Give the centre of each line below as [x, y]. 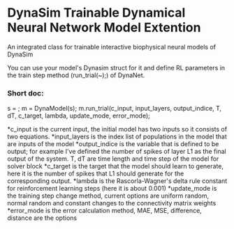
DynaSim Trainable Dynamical [96, 13]
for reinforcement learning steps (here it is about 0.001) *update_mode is [112, 189]
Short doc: [25, 93]
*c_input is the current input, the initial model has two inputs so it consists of [117, 129]
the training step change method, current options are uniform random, [108, 196]
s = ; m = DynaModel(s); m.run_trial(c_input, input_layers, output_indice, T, [115, 109]
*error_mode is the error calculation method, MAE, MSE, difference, [105, 211]
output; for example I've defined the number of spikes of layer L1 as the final [117, 152]
